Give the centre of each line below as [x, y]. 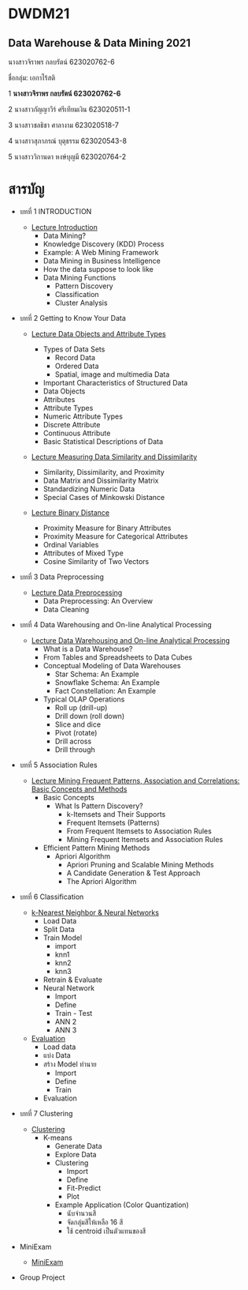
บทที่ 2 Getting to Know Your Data [72, 318]
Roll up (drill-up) [81, 707]
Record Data [75, 357]
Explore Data [76, 1154]
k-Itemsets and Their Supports [116, 814]
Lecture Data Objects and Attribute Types [99, 333]
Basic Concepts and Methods [79, 789]
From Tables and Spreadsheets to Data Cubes [118, 657]
